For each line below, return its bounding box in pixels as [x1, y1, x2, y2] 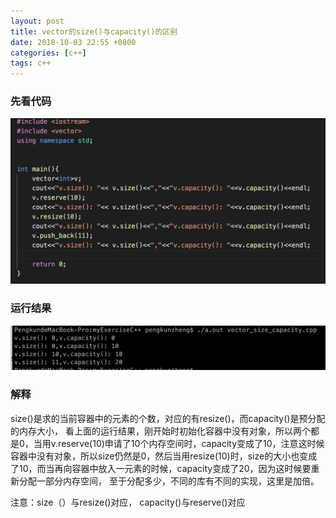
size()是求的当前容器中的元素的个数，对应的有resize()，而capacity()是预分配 [10, 412, 326, 424]
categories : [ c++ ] [10, 48, 87, 58]
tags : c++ [10, 58, 52, 69]
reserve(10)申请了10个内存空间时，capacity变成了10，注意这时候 [58, 437, 325, 449]
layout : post [10, 16, 65, 26]
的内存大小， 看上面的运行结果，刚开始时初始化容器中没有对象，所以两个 [10, 425, 311, 437]
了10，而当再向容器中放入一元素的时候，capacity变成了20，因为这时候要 [10, 462, 312, 474]
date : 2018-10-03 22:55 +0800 [10, 37, 137, 47]
